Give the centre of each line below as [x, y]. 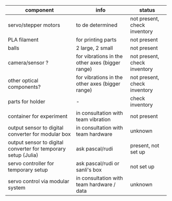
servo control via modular [39, 181]
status [147, 10]
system [17, 187]
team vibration [93, 119]
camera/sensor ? [28, 62]
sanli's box [89, 170]
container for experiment [38, 116]
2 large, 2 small [94, 48]
